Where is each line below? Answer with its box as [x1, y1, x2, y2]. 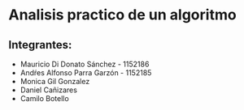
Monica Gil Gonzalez [20, 77, 90, 86]
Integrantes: [8, 38, 72, 52]
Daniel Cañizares [20, 85, 77, 95]
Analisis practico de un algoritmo [8, 6, 237, 24]
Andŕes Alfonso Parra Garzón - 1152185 [20, 68, 152, 78]
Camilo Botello [20, 94, 69, 103]
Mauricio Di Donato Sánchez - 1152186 [20, 59, 150, 69]
